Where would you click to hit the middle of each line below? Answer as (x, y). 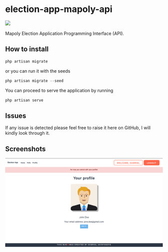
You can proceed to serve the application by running (59, 90)
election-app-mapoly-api (59, 9)
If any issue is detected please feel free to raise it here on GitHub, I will (78, 128)
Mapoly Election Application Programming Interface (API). (64, 33)
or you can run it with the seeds (38, 71)
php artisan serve (24, 100)
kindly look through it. (27, 133)
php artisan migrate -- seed (34, 81)
